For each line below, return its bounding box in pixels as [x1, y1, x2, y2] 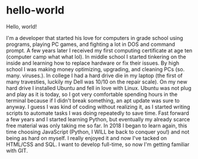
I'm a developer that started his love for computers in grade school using [6, 34, 183, 41]
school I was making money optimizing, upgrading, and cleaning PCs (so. [6, 65, 185, 72]
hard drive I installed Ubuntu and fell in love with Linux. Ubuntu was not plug [6, 84, 192, 91]
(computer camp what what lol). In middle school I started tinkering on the [6, 53, 186, 60]
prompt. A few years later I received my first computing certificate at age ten [6, 47, 193, 54]
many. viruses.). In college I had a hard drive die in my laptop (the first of [6, 72, 183, 79]
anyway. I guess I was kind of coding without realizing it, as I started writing [6, 103, 190, 110]
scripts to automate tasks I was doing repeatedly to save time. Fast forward [6, 110, 189, 117]
